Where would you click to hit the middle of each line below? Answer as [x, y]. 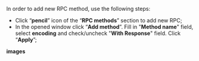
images [16, 51]
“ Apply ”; [26, 40]
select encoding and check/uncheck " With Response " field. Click [98, 33]
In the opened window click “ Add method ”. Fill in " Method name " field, [104, 27]
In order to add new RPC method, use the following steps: [78, 9]
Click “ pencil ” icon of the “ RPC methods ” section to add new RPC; [99, 20]
